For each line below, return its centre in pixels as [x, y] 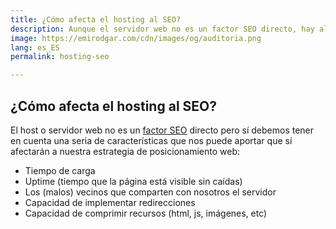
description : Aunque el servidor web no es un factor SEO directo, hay [162, 29]
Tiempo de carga [60, 170]
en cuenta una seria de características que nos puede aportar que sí [151, 140]
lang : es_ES [35, 47]
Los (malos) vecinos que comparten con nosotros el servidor [150, 192]
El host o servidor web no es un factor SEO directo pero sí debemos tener [162, 130]
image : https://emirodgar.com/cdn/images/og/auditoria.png [136, 38]
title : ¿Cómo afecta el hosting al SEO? [96, 19]
